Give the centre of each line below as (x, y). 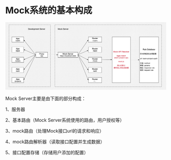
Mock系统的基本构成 (49, 10)
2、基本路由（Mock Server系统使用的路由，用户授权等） (65, 120)
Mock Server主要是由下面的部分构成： (46, 99)
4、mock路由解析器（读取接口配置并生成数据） (55, 142)
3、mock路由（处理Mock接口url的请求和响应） (55, 131)
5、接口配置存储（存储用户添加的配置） (47, 152)
